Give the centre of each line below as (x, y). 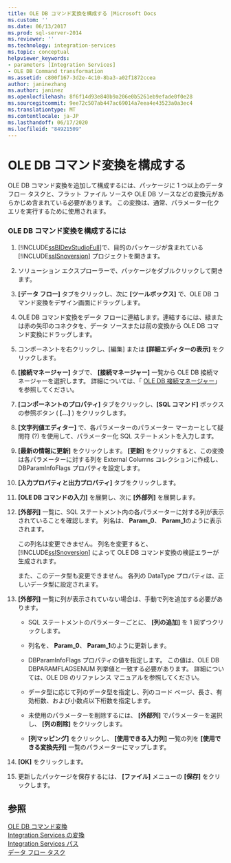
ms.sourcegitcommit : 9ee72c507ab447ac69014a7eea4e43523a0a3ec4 (100, 103)
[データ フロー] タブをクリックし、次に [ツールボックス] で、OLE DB (114, 294)
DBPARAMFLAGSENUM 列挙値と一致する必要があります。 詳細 (117, 669)
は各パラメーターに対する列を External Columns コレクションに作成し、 (120, 459)
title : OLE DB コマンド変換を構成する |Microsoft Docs (82, 13)
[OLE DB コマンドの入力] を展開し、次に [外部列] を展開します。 (108, 497)
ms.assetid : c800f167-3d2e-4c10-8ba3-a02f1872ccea (82, 78)
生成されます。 (39, 561)
